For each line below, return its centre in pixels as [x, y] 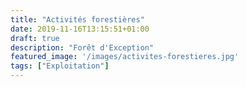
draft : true [35, 38]
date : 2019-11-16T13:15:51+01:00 [80, 29]
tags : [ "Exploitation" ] [60, 66]
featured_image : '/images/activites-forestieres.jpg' [125, 57]
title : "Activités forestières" [77, 19]
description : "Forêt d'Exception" [82, 47]
